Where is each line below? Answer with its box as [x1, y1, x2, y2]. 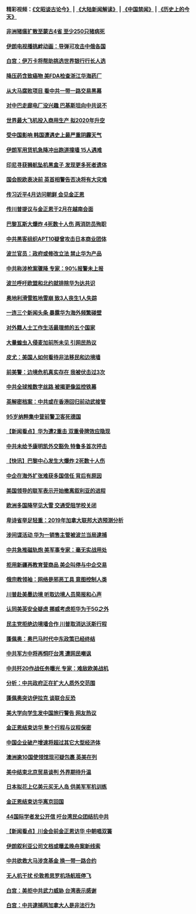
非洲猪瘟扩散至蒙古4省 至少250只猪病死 [6, 28, 105, 35]
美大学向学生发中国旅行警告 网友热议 [6, 709, 97, 716]
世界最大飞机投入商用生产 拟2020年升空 [6, 117, 105, 124]
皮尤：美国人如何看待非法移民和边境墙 [6, 354, 100, 361]
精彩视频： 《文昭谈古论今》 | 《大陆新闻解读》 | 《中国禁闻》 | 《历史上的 [6, 5, 185, 13]
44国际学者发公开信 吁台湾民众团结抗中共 [6, 813, 109, 820]
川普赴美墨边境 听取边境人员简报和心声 [6, 590, 102, 598]
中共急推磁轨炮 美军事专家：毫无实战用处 [6, 546, 108, 553]
